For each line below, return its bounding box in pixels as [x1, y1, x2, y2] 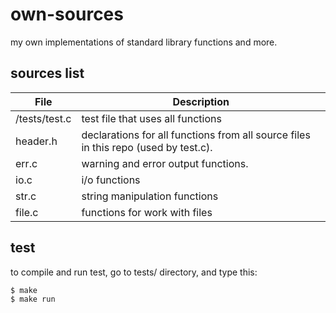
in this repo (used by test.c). [81, 140, 213, 154]
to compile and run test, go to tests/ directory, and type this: [10, 266, 258, 278]
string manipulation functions [81, 189, 219, 203]
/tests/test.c [15, 111, 72, 125]
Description [172, 94, 230, 108]
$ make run [10, 294, 56, 304]
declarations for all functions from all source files [81, 128, 311, 142]
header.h [15, 134, 58, 148]
